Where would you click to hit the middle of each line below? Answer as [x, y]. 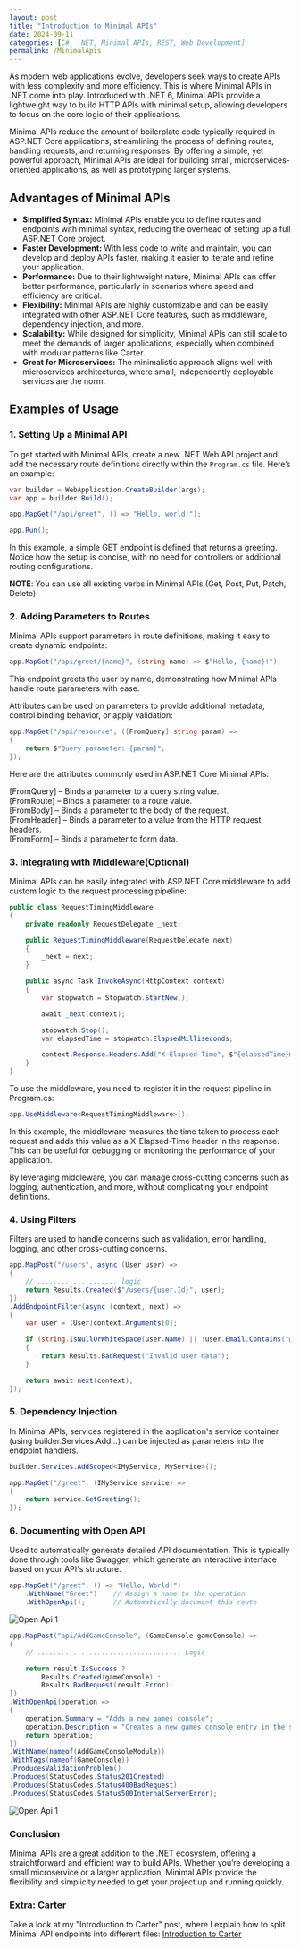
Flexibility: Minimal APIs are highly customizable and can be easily [145, 304]
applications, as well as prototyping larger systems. [136, 170]
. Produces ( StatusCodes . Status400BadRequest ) [93, 1785]
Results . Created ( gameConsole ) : [102, 1677]
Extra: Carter [38, 1905]
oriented [25, 170]
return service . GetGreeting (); [83, 1499]
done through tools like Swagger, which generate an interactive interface [143, 1559]
